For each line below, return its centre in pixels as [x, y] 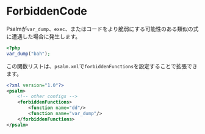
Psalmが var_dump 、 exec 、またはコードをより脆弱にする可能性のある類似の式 [103, 29]
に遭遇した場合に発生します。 [44, 36]
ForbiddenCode [47, 11]
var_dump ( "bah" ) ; [28, 54]
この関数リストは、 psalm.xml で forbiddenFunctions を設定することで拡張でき [102, 66]
